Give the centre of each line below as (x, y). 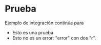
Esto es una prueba (33, 32)
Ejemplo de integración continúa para (44, 23)
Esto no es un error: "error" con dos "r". (54, 38)
